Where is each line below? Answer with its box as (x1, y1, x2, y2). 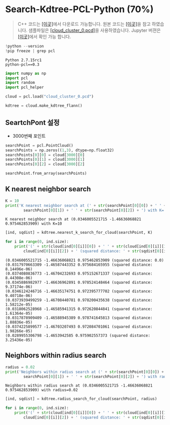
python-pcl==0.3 (5, 62, 39, 67)
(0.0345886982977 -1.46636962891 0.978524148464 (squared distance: (5, 280, 153, 285)
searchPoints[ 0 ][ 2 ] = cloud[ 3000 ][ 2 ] (5, 162, 85, 167)
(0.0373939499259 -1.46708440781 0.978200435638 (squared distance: (5, 297, 153, 303)
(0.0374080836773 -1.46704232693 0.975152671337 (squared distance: (5, 271, 153, 276)
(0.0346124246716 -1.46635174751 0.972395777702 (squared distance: (5, 288, 153, 294)
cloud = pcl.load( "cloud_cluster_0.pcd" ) (5, 94, 94, 99)
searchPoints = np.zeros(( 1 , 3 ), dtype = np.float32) (5, 148, 114, 153)
